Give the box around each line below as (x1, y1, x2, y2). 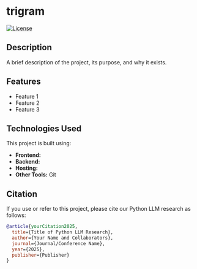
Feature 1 (15, 93, 39, 100)
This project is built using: (6, 140, 72, 147)
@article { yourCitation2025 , (6, 224, 78, 230)
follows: (6, 211, 26, 219)
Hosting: (15, 164, 38, 172)
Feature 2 (15, 99, 40, 107)
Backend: (15, 158, 40, 165)
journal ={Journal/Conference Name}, (12, 240, 105, 246)
